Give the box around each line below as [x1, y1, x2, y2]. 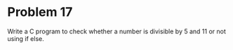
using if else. [7, 34, 44, 42]
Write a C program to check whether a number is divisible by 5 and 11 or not [7, 27, 227, 35]
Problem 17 [7, 4, 73, 20]
